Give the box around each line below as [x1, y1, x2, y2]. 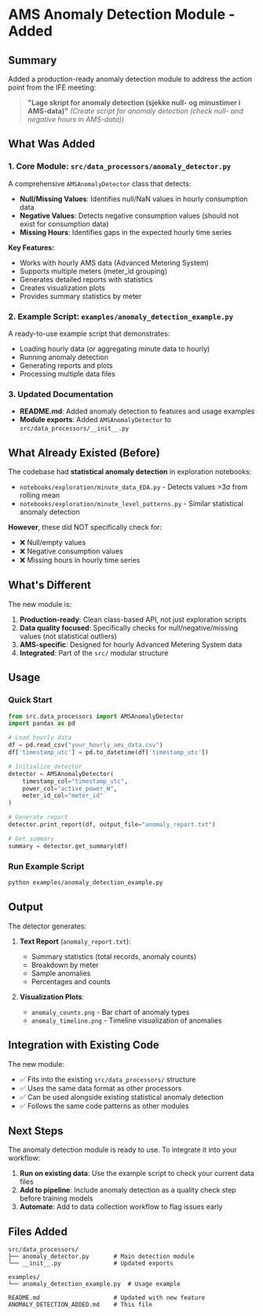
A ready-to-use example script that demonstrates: [8, 329, 170, 338]
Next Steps [8, 1124, 64, 1138]
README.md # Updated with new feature [8, 1294, 206, 1302]
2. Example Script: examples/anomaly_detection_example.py [8, 311, 234, 322]
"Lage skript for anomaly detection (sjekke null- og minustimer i [27, 98, 241, 107]
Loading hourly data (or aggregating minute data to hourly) [19, 344, 210, 353]
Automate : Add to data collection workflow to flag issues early [19, 1202, 223, 1211]
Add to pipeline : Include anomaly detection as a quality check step [19, 1186, 237, 1195]
